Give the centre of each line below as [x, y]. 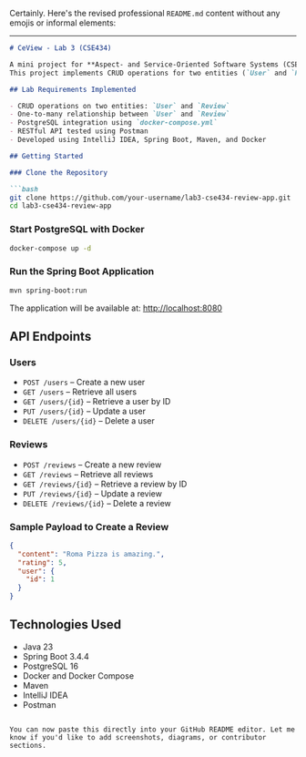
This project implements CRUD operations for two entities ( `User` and [148, 73]
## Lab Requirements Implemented [73, 89]
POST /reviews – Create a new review [92, 465]
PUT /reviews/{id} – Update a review [92, 493]
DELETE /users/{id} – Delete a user [88, 421]
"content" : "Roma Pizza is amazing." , [92, 554]
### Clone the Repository [58, 172]
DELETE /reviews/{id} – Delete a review [97, 503]
